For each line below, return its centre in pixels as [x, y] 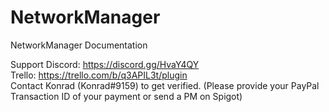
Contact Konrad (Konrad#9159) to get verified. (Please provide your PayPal [165, 85]
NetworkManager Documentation [79, 45]
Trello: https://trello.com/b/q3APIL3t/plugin [99, 75]
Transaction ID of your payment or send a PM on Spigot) [126, 96]
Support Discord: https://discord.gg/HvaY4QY [105, 64]
